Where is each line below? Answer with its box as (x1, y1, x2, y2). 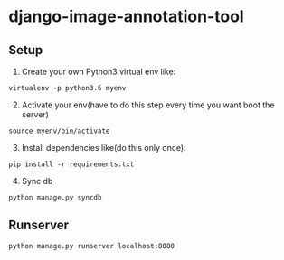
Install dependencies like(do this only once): (21, 143, 186, 153)
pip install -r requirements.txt (8, 160, 135, 169)
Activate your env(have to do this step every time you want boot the (21, 99, 275, 110)
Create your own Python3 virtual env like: (21, 66, 176, 77)
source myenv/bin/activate (8, 126, 110, 135)
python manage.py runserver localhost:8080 (8, 241, 175, 250)
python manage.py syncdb (8, 193, 102, 202)
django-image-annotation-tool (8, 6, 245, 27)
